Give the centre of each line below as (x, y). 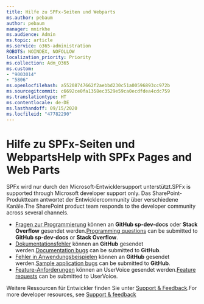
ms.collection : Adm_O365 (38, 63)
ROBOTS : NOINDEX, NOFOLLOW (40, 52)
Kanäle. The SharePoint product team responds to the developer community (101, 206)
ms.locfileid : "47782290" (39, 114)
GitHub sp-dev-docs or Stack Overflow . (67, 238)
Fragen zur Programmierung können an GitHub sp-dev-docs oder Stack (106, 224)
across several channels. (37, 213)
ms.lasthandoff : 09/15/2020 (42, 108)
